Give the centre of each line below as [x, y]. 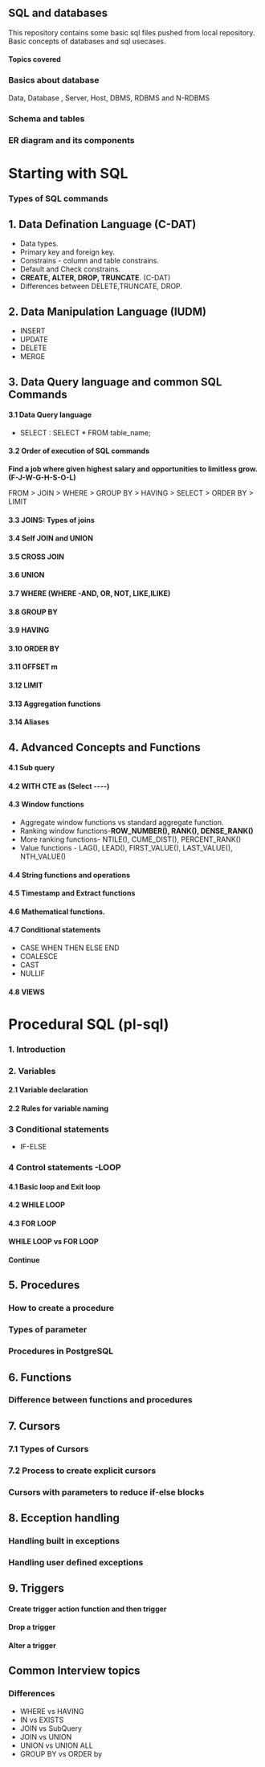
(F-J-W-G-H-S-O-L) [42, 478]
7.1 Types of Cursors [49, 1449]
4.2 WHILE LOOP [37, 1205]
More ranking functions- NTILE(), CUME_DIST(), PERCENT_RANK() [130, 839]
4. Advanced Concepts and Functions [104, 747]
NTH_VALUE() [43, 856]
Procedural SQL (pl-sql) [89, 1024]
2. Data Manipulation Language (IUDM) [108, 311]
